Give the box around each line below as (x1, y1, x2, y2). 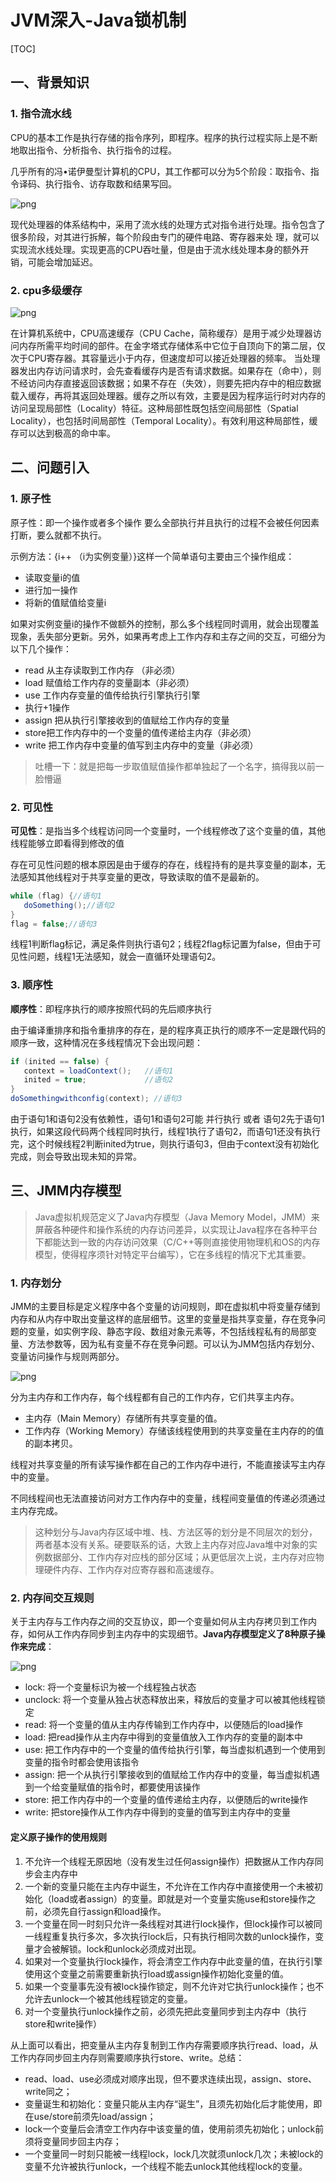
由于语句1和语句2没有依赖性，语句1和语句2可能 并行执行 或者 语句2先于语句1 (10, 1113, 325, 1125)
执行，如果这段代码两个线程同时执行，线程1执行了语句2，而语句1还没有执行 (10, 1126, 321, 1138)
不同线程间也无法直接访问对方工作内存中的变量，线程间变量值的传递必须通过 (10, 1492, 326, 1505)
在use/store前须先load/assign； (24, 2110, 157, 2122)
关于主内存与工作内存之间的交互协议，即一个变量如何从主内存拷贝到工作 (10, 1616, 308, 1628)
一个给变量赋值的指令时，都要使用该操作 (33, 1781, 201, 1793)
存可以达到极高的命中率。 (10, 427, 116, 439)
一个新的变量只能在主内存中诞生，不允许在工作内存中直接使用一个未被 (24, 1880, 315, 1892)
